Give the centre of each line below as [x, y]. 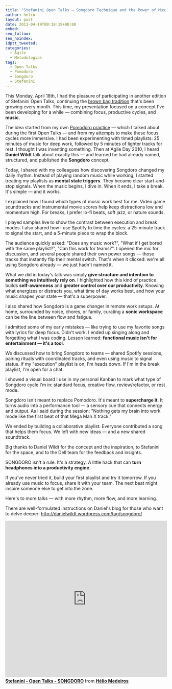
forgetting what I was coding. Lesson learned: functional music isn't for [81, 338]
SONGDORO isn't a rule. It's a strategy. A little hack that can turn [73, 462]
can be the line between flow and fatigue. [49, 317]
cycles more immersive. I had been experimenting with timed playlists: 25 [82, 138]
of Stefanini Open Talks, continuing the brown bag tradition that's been [80, 101]
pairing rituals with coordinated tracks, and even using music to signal [79, 359]
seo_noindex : [19, 39]
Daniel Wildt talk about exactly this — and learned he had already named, [83, 154]
